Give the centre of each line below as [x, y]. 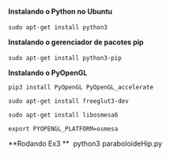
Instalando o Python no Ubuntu [60, 11]
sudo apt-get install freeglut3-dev [68, 101]
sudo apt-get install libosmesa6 [63, 115]
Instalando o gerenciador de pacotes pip [76, 42]
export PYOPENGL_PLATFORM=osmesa [63, 129]
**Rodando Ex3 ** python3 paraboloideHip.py [85, 143]
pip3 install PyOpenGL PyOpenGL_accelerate [81, 87]
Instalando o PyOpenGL [48, 73]
